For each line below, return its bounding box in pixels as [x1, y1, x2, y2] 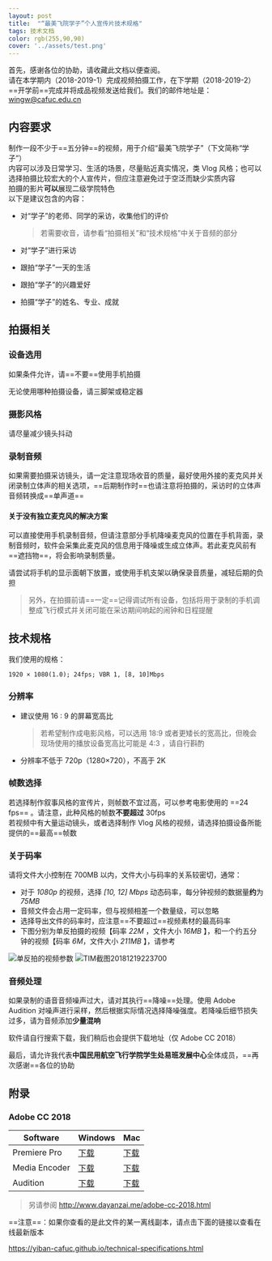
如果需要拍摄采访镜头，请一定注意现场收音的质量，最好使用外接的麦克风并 [8, 471, 257, 480]
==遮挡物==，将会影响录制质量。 [8, 551, 120, 560]
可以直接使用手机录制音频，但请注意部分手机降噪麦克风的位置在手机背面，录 [8, 530, 264, 540]
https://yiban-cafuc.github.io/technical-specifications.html [8, 1244, 204, 1254]
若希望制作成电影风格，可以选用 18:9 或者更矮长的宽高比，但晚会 [40, 728, 257, 738]
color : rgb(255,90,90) [8, 34, 85, 43]
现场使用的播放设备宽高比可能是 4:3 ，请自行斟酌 [40, 738, 205, 748]
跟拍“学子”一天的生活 [19, 262, 91, 272]
